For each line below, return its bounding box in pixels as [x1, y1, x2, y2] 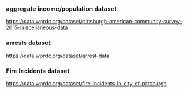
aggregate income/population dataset [6, 5, 117, 13]
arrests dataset [6, 39, 51, 47]
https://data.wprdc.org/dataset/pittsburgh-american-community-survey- [6, 18, 182, 25]
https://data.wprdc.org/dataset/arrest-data [6, 52, 110, 59]
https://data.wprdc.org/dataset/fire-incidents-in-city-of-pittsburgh [6, 80, 167, 87]
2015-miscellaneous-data [6, 24, 68, 31]
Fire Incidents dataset [6, 67, 70, 75]
